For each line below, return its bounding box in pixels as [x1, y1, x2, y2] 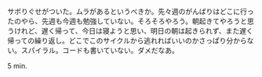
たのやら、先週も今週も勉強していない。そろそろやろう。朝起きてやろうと [7, 16, 248, 26]
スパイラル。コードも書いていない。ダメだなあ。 [20, 46, 180, 54]
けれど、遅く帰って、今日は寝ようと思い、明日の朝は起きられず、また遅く [13, 26, 253, 35]
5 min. [7, 61, 28, 70]
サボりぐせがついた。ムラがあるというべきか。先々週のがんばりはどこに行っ [7, 7, 254, 16]
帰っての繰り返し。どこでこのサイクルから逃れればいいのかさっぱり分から [7, 36, 248, 45]
